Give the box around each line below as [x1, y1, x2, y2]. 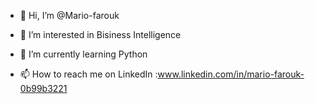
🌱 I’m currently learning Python [19, 48, 148, 60]
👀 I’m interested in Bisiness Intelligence [19, 29, 182, 40]
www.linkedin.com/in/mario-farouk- [157, 68, 305, 80]
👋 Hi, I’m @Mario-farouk [19, 10, 120, 21]
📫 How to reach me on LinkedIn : [19, 68, 158, 80]
